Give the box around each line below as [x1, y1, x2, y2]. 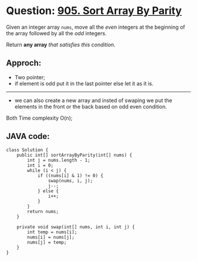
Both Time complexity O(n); [6, 114, 73, 121]
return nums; [27, 208, 59, 215]
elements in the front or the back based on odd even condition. [14, 103, 167, 110]
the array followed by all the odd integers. [6, 29, 107, 36]
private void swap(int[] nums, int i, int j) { [16, 224, 135, 230]
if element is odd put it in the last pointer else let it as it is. [14, 80, 154, 87]
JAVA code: [6, 131, 50, 141]
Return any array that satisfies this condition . [6, 41, 116, 48]
